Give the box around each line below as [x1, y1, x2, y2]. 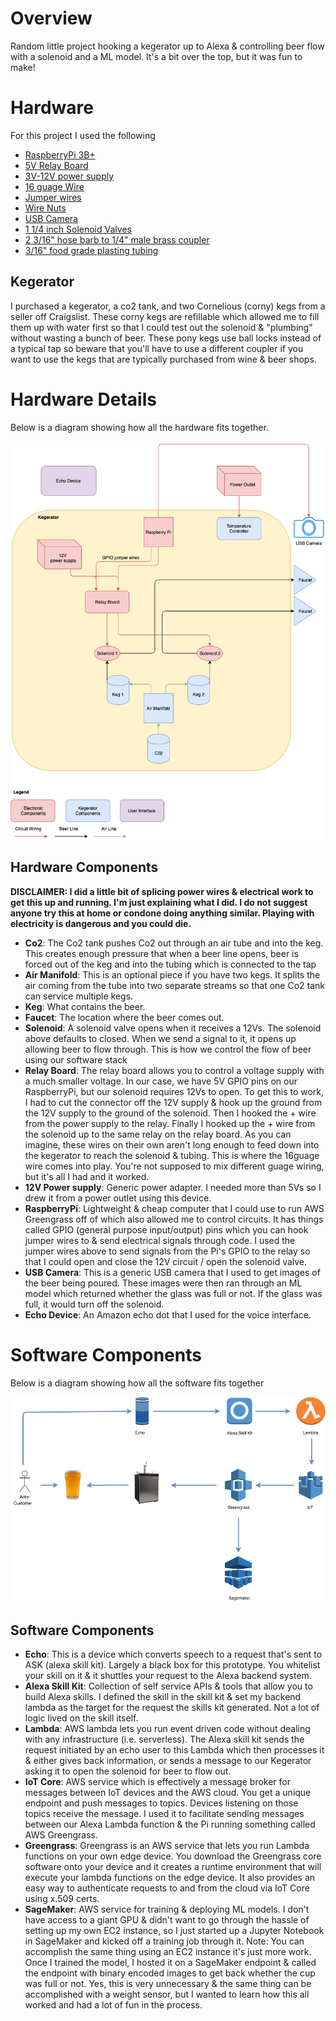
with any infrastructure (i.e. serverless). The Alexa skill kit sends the [24, 1733, 305, 1746]
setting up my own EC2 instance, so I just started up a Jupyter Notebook [24, 1925, 325, 1937]
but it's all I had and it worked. [24, 1170, 150, 1182]
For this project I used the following [10, 129, 156, 141]
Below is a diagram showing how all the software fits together [10, 1377, 265, 1389]
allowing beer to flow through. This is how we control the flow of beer [24, 1043, 312, 1055]
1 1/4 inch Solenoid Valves [24, 223, 132, 235]
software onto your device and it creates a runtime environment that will [24, 1861, 322, 1873]
